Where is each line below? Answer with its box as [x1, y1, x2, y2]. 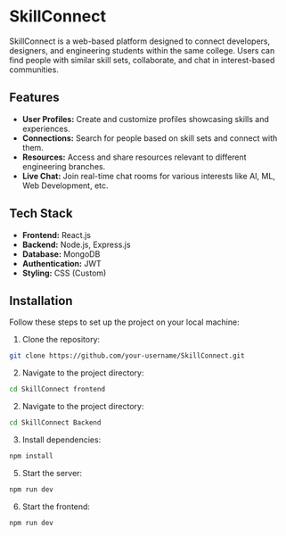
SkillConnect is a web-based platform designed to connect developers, [9, 36, 270, 46]
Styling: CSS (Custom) [21, 268, 107, 278]
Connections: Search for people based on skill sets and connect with [21, 132, 278, 144]
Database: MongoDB [21, 248, 101, 260]
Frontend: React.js [21, 229, 92, 240]
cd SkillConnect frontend [9, 385, 105, 394]
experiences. [21, 123, 70, 134]
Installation [9, 293, 73, 309]
